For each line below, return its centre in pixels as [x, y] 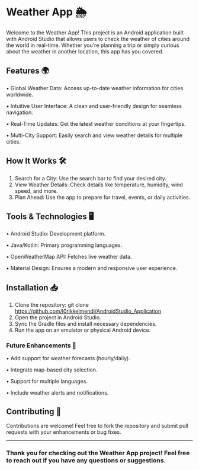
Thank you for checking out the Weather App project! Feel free [98, 453]
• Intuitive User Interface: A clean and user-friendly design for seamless [94, 106]
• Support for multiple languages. [47, 382]
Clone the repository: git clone [52, 305]
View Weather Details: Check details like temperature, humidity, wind [99, 185]
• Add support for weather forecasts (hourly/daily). [68, 358]
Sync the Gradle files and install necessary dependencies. [86, 324]
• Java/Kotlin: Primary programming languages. [64, 245]
